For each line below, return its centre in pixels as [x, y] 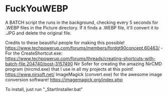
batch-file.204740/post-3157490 [39, 64]
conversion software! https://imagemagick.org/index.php [64, 80]
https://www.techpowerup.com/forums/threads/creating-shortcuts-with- [80, 58]
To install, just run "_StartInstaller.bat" [44, 89]
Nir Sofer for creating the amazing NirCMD [118, 64]
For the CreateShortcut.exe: [34, 53]
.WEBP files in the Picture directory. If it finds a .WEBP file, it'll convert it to [82, 27]
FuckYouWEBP [37, 9]
